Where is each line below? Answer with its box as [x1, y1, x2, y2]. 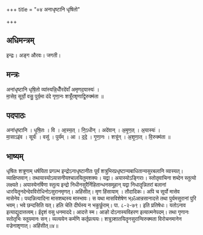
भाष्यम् [6, 151, 24, 162]
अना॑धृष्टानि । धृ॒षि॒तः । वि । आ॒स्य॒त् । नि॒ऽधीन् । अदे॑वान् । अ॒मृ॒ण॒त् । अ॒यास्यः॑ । [6, 126, 161, 134]
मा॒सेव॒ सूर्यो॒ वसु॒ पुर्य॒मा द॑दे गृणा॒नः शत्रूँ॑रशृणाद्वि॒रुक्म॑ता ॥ [6, 92, 104, 100]
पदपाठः [6, 111, 26, 121]
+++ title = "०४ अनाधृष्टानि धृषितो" [6, 6, 81, 13]
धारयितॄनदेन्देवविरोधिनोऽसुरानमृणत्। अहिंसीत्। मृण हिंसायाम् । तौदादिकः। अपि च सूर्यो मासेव [6, 188, 180, 196]
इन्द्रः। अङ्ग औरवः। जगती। [6, 52, 61, 59]
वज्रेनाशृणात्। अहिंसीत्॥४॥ [6, 222, 59, 230]
